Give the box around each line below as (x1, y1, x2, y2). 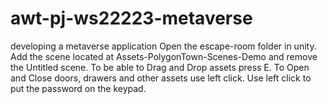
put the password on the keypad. (10, 82, 147, 94)
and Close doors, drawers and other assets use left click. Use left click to (10, 72, 312, 84)
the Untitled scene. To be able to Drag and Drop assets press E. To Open (10, 61, 310, 73)
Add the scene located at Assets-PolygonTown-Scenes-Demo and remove (10, 50, 318, 62)
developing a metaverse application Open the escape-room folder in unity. (10, 40, 317, 52)
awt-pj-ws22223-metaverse (10, 7, 253, 30)
